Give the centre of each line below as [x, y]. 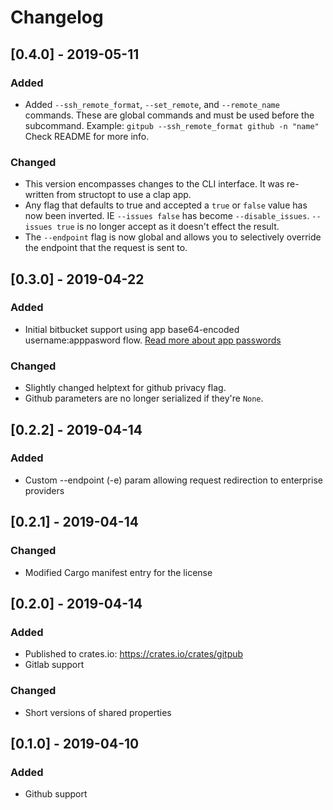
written [39, 195]
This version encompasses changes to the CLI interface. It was [154, 184]
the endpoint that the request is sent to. [106, 248]
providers [44, 490]
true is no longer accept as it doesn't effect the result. [168, 227]
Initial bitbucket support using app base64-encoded [132, 329]
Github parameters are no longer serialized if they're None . [144, 398]
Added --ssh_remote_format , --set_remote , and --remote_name [152, 104]
